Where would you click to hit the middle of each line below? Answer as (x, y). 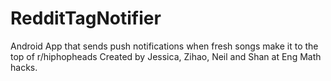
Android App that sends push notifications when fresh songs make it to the (164, 46)
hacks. (24, 67)
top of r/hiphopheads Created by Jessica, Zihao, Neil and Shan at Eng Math (166, 56)
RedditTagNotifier (86, 18)
